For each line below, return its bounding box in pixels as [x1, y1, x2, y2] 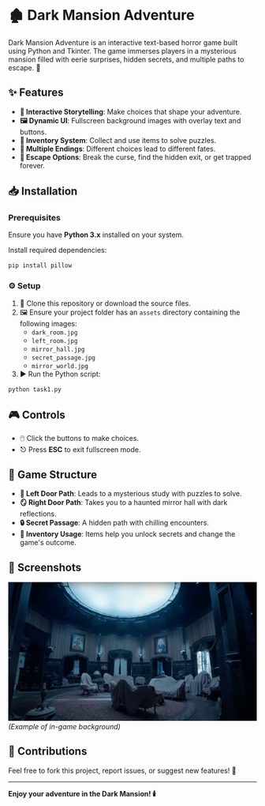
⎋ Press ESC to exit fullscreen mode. [19, 445, 141, 454]
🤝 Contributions [8, 744, 88, 759]
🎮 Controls [8, 408, 65, 421]
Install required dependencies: [8, 246, 107, 255]
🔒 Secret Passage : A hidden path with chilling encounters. [19, 518, 209, 528]
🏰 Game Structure [8, 468, 98, 481]
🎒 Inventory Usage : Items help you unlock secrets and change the [19, 529, 236, 539]
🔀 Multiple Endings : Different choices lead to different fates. [19, 144, 216, 153]
